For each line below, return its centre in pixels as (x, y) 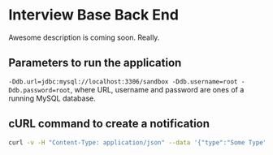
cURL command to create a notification (109, 124)
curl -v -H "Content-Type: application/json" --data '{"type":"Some (127, 142)
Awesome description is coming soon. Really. (84, 37)
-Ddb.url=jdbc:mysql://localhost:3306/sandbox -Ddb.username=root (123, 82)
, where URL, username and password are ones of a (157, 89)
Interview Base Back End (93, 15)
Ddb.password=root (39, 90)
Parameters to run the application (95, 63)
